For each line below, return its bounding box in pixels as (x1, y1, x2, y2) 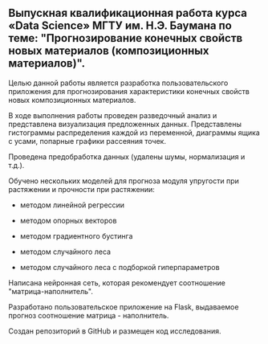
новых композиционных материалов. (8, 95, 136, 104)
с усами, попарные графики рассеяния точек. (8, 136, 167, 145)
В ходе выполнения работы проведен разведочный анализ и (8, 110, 217, 120)
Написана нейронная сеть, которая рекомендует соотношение (8, 277, 226, 288)
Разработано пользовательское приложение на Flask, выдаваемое (8, 301, 239, 312)
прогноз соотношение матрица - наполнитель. (8, 310, 169, 320)
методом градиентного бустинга (19, 231, 133, 240)
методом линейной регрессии (19, 200, 125, 210)
